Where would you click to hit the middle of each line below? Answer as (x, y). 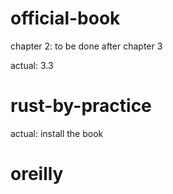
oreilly (37, 174)
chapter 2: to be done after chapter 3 (86, 46)
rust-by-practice (81, 106)
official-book (65, 18)
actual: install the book (57, 133)
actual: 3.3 (32, 65)
